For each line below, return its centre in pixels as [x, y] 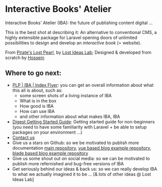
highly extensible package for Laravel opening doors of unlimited [71, 37]
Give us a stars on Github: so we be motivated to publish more [76, 143]
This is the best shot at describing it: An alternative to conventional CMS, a [81, 32]
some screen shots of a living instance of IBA [66, 95]
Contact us [23, 137]
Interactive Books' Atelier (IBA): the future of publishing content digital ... [79, 23]
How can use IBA [37, 111]
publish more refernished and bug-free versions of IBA [68, 163]
